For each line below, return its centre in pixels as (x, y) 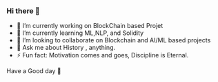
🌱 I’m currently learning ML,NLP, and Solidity (80, 33)
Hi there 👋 (23, 11)
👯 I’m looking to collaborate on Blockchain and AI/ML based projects (113, 40)
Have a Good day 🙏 (34, 71)
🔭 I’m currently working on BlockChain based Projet (90, 26)
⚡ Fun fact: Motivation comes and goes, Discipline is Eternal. (102, 55)
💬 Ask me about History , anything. (66, 48)
